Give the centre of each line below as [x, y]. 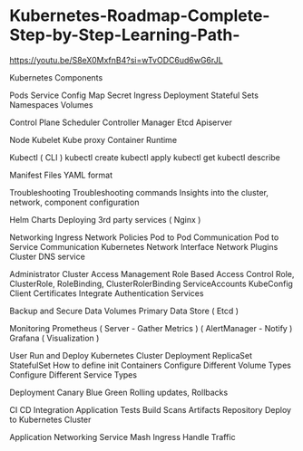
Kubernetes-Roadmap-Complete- [140, 16]
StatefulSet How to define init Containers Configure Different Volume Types [151, 365]
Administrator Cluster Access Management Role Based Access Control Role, [152, 273]
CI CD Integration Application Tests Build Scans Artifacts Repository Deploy [151, 409]
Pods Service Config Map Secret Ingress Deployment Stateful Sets [134, 95]
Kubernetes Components [56, 77]
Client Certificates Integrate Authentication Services [107, 293]
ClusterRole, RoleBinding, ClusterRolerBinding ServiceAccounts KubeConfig [151, 283]
